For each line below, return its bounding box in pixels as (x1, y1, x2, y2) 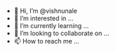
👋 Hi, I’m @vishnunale (13, 7, 77, 15)
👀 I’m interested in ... (13, 14, 74, 22)
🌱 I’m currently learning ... (13, 22, 89, 30)
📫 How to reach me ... (13, 37, 79, 45)
